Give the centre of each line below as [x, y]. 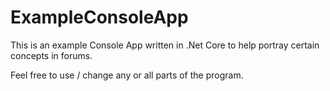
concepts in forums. [51, 55]
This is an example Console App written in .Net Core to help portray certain [165, 45]
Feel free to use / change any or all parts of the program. [127, 75]
